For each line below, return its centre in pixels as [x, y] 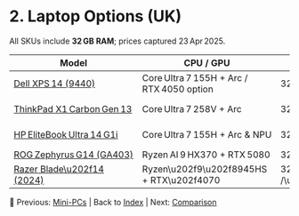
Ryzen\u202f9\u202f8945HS [205, 169]
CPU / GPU [207, 62]
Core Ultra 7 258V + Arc [192, 108]
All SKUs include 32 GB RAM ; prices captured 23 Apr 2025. [117, 41]
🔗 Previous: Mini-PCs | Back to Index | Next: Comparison [113, 202]
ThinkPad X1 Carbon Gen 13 [73, 108]
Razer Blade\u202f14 [59, 169]
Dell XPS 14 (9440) [55, 84]
